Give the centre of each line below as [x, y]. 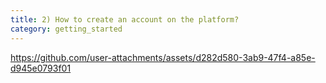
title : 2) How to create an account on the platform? [125, 19]
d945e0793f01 [41, 68]
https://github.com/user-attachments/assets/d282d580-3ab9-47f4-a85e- [163, 57]
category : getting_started [66, 29]
